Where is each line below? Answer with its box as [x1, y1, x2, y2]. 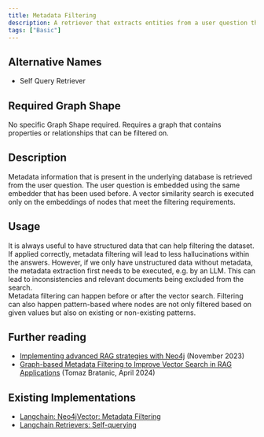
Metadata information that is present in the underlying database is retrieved [8, 172, 253, 181]
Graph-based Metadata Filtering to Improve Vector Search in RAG [19, 360, 232, 369]
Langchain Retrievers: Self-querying [19, 420, 137, 430]
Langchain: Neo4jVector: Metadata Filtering [19, 412, 161, 421]
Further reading [8, 331, 86, 344]
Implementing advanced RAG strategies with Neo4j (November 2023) [19, 351, 245, 361]
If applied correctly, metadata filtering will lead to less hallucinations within [8, 249, 250, 258]
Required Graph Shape [8, 99, 122, 113]
